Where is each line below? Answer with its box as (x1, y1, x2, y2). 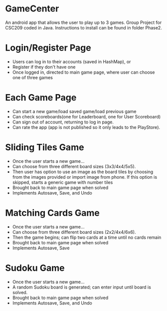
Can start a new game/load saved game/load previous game (12, 108, 137, 114)
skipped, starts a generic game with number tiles (12, 179, 113, 185)
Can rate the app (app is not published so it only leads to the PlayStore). (12, 124, 161, 130)
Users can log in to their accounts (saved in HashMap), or (12, 58, 131, 65)
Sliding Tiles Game (5, 142, 84, 153)
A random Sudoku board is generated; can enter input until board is (12, 284, 151, 290)
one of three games (12, 74, 53, 80)
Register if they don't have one (12, 64, 76, 70)
